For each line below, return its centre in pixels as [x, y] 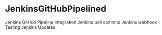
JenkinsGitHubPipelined [56, 9]
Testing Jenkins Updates [30, 27]
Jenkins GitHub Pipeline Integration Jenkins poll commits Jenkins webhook [81, 22]
